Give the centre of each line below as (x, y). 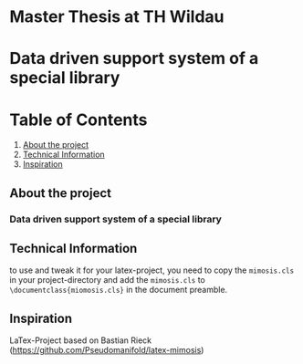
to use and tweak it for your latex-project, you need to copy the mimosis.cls (152, 270)
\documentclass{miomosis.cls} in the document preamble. (119, 290)
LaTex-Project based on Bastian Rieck (81, 340)
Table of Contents (78, 120)
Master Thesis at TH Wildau (117, 17)
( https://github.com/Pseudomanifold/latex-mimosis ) (107, 350)
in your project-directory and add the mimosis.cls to (107, 280)
